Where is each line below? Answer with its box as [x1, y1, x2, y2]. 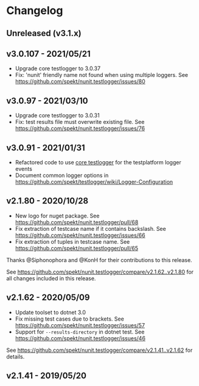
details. [6, 352, 25, 360]
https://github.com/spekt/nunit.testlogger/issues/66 [15, 231, 145, 239]
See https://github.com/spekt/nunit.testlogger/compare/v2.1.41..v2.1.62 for [6, 346, 193, 354]
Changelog [6, 4, 63, 18]
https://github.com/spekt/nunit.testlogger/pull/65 [15, 244, 139, 252]
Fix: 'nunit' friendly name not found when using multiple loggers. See [15, 71, 189, 79]
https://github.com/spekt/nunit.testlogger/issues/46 [15, 334, 146, 342]
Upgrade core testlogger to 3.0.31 [15, 112, 100, 119]
